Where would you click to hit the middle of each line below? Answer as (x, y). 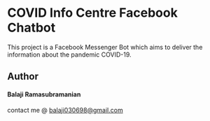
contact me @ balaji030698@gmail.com (65, 110)
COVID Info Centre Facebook (93, 13)
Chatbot (31, 28)
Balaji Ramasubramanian (44, 94)
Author (23, 77)
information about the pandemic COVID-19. (69, 55)
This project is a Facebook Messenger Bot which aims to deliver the (105, 47)
